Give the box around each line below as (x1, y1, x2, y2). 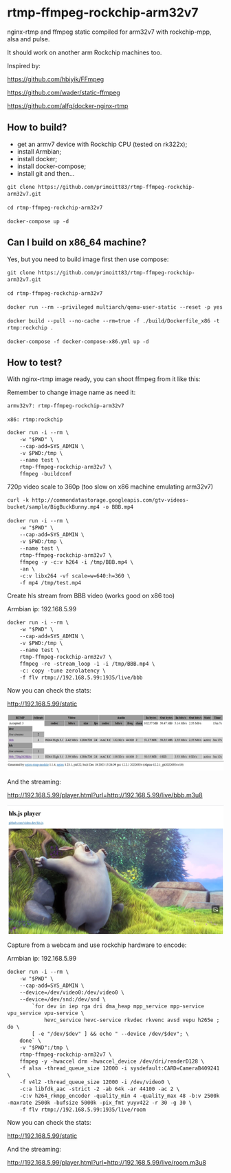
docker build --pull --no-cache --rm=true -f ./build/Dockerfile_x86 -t (7, 317, 220, 325)
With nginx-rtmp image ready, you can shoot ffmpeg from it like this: (7, 375, 201, 383)
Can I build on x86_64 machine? (7, 236, 146, 249)
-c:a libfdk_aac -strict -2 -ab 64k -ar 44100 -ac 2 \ (19, 1085, 180, 1092)
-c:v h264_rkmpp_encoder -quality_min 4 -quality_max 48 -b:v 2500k (19, 1092, 220, 1099)
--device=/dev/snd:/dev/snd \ (19, 996, 107, 1003)
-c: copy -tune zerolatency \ (19, 667, 107, 675)
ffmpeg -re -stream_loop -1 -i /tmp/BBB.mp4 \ (19, 660, 155, 668)
